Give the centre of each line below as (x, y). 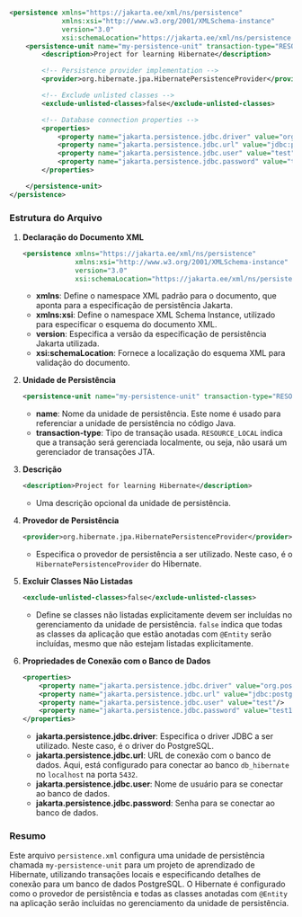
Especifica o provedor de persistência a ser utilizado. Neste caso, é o (164, 555)
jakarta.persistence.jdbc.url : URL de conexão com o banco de (153, 755)
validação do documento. (83, 363)
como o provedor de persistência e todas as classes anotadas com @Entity (148, 894)
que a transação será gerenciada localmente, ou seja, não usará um (161, 442)
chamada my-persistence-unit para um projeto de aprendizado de (132, 865)
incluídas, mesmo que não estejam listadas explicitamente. (145, 643)
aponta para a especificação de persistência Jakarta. (134, 306)
